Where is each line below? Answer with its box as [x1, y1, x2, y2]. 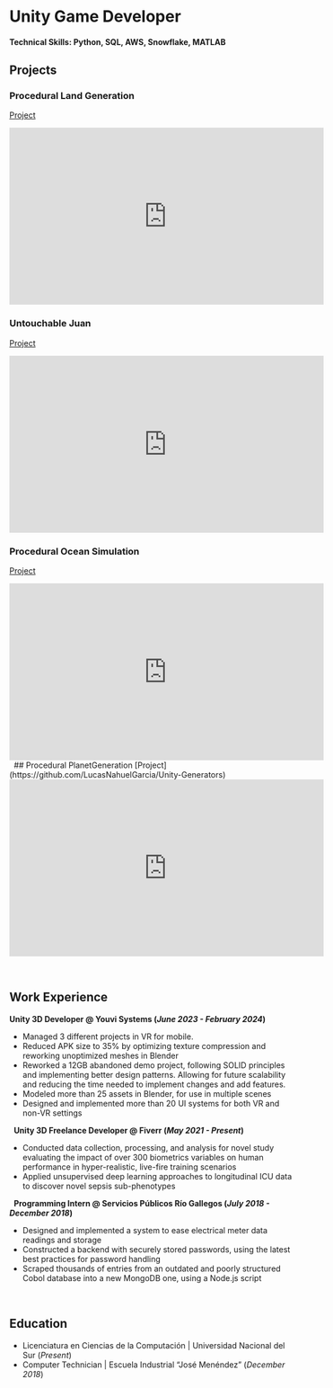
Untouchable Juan [9, 317, 92, 330]
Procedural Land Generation [9, 90, 135, 102]
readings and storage [22, 1234, 101, 1245]
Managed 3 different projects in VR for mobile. [22, 1031, 194, 1042]
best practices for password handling [22, 1253, 162, 1264]
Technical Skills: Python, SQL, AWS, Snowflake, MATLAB [9, 36, 226, 47]
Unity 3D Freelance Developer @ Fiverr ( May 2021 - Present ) [13, 1125, 244, 1135]
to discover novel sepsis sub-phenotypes [22, 1180, 176, 1191]
